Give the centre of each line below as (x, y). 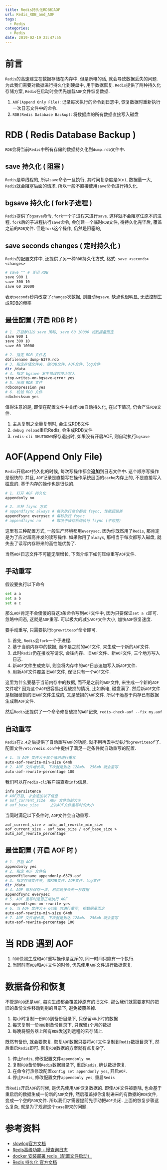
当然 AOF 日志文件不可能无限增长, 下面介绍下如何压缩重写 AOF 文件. (71, 554)
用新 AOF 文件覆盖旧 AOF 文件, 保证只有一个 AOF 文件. (62, 672)
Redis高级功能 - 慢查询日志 (40, 1150)
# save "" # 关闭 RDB (27, 273)
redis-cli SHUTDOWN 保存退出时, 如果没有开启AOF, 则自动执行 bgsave (81, 436)
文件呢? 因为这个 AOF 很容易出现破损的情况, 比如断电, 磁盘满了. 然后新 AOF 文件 (83, 689)
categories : (17, 28)
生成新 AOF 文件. (20, 701)
